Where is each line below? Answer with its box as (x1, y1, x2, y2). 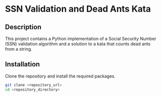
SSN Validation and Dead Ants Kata (5, 3, 151, 15)
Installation (5, 60, 40, 69)
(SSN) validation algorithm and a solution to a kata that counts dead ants (5, 41, 151, 47)
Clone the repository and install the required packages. (5, 73, 116, 79)
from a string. (5, 46, 33, 52)
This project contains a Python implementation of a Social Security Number (5, 36, 157, 41)
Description (5, 23, 41, 31)
